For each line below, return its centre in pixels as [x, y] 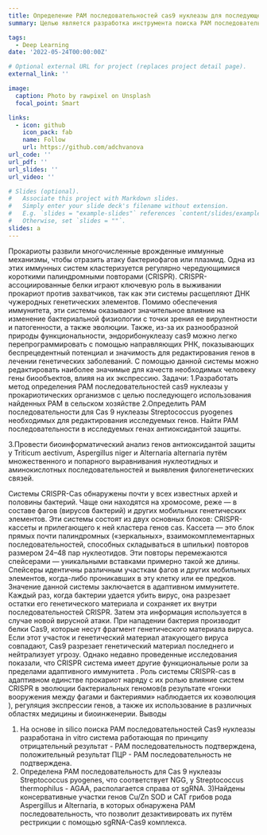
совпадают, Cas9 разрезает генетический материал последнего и [121, 645]
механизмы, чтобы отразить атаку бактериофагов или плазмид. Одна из [132, 259]
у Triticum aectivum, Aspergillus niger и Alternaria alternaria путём [118, 453]
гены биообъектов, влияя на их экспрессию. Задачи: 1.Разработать [123, 378]
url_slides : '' [33, 169]
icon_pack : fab [48, 132]
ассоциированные [39, 284]
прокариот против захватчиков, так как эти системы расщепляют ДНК [129, 293]
